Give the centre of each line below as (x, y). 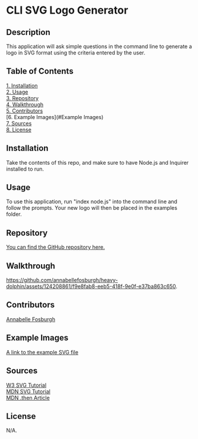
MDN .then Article (28, 398)
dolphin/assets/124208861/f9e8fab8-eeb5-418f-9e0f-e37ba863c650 (91, 286)
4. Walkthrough (25, 104)
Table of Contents (40, 71)
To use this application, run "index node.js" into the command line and (92, 201)
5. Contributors (25, 111)
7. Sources (19, 123)
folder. (14, 214)
